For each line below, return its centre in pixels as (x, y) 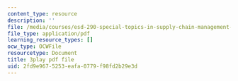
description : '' (31, 20)
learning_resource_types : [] (50, 40)
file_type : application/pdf (49, 33)
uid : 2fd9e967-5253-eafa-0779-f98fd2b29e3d (73, 66)
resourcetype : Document (42, 54)
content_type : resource (42, 14)
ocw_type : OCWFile (34, 46)
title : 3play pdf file (41, 60)
